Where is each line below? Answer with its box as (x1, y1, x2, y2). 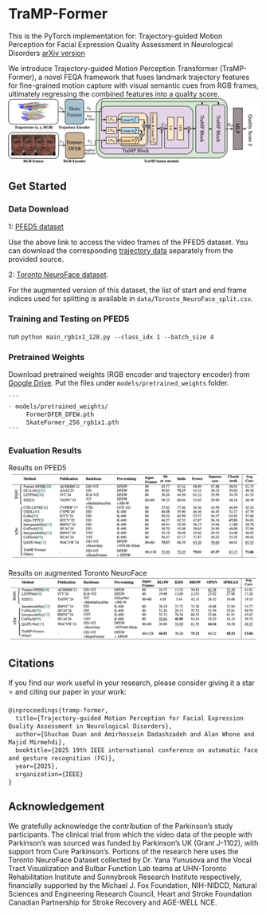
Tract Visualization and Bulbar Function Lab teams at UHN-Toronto (8, 863, 227, 873)
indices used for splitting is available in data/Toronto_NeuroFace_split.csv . (8, 293, 253, 303)
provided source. (8, 254, 65, 263)
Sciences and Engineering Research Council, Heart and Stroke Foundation (8, 889, 252, 898)
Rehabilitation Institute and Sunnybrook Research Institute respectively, (8, 872, 242, 881)
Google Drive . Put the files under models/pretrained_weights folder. (8, 378, 229, 388)
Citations (8, 656, 55, 671)
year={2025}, (15, 762, 59, 770)
